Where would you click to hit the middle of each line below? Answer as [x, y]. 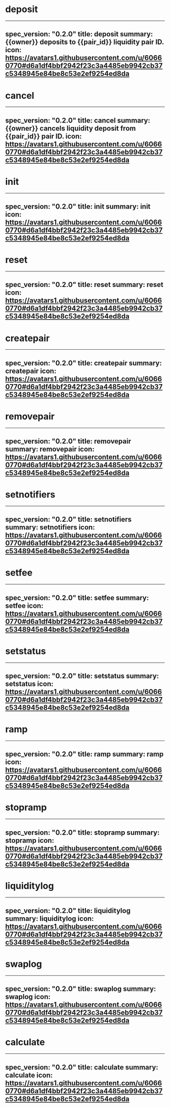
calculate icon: [29, 1075]
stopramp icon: [30, 840]
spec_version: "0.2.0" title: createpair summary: [83, 363]
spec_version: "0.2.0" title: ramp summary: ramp [84, 754]
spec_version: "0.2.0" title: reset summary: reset [84, 285]
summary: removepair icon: [50, 449]
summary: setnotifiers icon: [50, 527]
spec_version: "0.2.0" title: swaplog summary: [81, 989]
